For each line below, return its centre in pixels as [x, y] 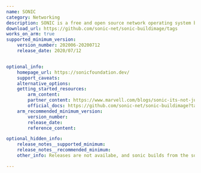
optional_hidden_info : [34, 139]
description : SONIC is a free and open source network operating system [99, 23]
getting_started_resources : [52, 89]
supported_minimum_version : [41, 40]
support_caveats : [39, 78]
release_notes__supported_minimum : [61, 144]
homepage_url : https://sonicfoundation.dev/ [73, 72]
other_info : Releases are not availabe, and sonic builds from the [103, 156]
